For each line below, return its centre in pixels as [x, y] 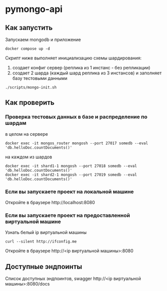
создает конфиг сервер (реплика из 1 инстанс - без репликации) [81, 68]
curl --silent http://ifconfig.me [41, 242]
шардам [16, 123]
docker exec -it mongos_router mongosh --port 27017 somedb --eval [77, 143]
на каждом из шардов [29, 157]
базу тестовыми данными [40, 78]
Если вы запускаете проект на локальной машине [70, 192]
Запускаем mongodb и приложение [43, 39]
